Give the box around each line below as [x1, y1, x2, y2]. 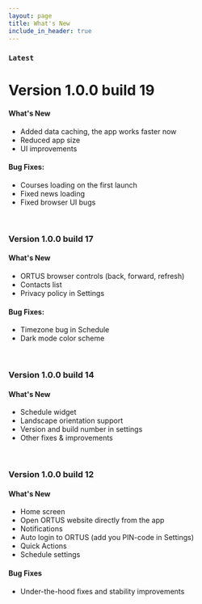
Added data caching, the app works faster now [19, 126, 177, 136]
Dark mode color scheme [19, 333, 105, 344]
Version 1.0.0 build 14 [8, 370, 95, 381]
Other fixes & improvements [19, 433, 113, 443]
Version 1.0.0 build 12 [8, 469, 95, 480]
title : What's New [8, 19, 70, 27]
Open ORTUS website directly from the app [19, 515, 165, 526]
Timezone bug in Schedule [19, 325, 110, 335]
